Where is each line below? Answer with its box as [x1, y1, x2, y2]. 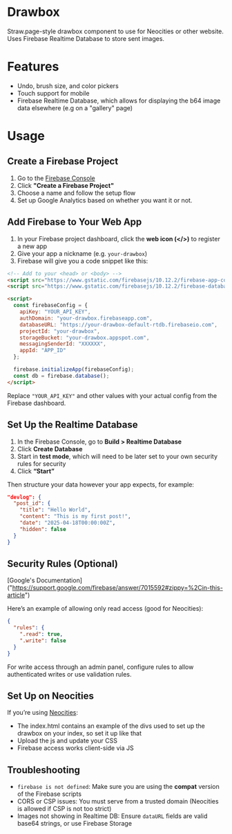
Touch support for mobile [17, 89, 90, 97]
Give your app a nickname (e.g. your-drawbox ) [17, 249, 148, 257]
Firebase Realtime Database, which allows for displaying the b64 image [17, 96, 221, 105]
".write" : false [19, 637, 67, 644]
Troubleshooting [7, 764, 81, 776]
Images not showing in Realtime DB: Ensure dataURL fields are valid [17, 812, 208, 820]
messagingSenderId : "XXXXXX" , [19, 340, 107, 347]
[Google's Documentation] [7, 576, 83, 584]
